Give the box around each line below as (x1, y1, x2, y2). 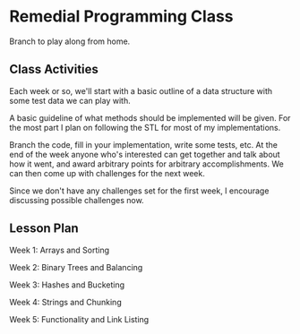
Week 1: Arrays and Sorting (9, 244, 110, 255)
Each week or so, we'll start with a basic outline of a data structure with (9, 85, 273, 96)
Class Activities (9, 62, 99, 77)
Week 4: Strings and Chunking (9, 296, 123, 307)
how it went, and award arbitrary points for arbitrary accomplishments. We (9, 158, 284, 169)
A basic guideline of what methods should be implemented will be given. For (9, 112, 291, 123)
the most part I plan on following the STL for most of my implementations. (9, 122, 281, 133)
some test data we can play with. (9, 95, 132, 106)
